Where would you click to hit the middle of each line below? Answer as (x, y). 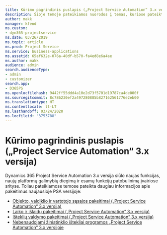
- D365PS (14, 88)
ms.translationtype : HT (30, 102)
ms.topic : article (24, 42)
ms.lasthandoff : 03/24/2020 (34, 112)
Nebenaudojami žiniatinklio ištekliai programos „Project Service (77, 222)
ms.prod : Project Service (32, 47)
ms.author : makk (22, 61)
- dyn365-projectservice (31, 33)
